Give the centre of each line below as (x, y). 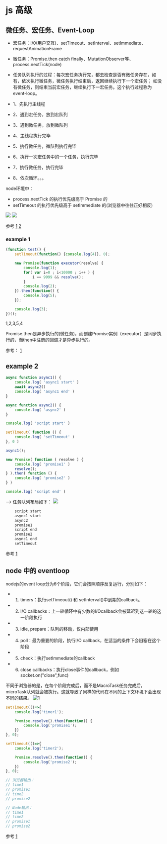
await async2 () (30, 387)
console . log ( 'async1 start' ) (47, 382)
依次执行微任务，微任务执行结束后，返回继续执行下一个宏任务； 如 (89, 81)
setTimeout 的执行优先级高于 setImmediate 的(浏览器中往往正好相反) (83, 205)
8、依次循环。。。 (29, 178)
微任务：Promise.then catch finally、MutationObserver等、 (73, 59)
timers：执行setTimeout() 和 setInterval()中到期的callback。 (81, 599)
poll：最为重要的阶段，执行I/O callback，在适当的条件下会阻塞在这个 (90, 640)
